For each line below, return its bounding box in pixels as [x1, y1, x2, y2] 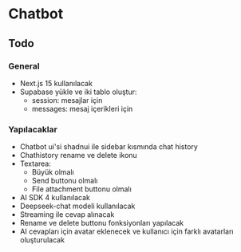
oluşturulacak [19, 235, 65, 245]
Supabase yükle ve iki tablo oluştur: [19, 87, 137, 96]
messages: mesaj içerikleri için [31, 104, 133, 113]
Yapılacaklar [8, 124, 57, 135]
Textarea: [19, 159, 52, 168]
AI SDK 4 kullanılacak [19, 193, 90, 203]
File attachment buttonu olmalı [31, 184, 132, 194]
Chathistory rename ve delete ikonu [19, 151, 137, 160]
